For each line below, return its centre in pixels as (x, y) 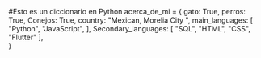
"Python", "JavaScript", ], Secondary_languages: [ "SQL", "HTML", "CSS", (129, 29)
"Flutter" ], (26, 37)
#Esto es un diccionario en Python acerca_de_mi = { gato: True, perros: (127, 12)
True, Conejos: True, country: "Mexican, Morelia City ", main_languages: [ (130, 20)
